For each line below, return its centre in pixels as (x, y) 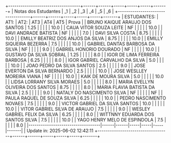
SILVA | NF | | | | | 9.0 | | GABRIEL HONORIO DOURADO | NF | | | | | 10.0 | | (82, 49)
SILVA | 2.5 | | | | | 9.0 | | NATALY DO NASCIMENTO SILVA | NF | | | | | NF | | (84, 93)
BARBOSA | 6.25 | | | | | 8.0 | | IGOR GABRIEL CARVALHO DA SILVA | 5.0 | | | (85, 60)
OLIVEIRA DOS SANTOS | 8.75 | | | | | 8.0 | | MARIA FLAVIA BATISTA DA (80, 87)
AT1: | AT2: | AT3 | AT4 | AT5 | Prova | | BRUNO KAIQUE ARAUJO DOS (78, 22)
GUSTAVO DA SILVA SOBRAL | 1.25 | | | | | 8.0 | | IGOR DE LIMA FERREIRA (82, 55)
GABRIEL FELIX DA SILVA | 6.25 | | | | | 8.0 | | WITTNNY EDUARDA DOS (80, 114)
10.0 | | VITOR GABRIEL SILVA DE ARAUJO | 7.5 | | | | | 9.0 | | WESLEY (78, 109)
